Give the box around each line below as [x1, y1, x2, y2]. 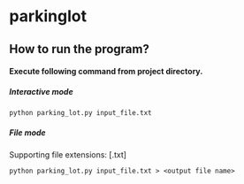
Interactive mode [9, 86, 73, 96]
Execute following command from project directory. [9, 66, 203, 77]
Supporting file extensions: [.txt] [9, 149, 126, 160]
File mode [9, 126, 46, 138]
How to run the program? [9, 42, 150, 57]
